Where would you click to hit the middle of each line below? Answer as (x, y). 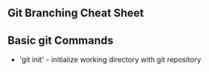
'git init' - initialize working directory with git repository (110, 60)
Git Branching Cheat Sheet (76, 13)
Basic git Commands (61, 40)
